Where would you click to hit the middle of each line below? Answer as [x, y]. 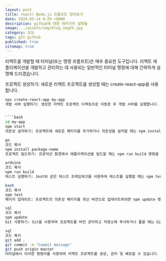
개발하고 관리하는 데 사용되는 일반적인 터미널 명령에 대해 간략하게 [93, 67]
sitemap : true [20, 46]
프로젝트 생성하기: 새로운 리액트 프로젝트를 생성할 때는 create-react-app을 [77, 84]
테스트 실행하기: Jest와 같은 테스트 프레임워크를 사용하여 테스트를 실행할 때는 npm [79, 176]
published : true [22, 42]
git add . [15, 240]
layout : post [19, 10]
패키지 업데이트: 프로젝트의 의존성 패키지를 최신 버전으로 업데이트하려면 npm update [80, 199]
